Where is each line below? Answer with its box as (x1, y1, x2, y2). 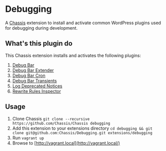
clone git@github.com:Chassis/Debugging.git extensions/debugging (12, 130, 153, 135)
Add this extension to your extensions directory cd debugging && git (12, 125, 153, 131)
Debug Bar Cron (12, 73, 46, 78)
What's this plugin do (5, 39, 73, 48)
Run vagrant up (12, 135, 44, 141)
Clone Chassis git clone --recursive (12, 115, 90, 121)
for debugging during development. (5, 25, 78, 31)
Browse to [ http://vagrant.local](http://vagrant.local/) (12, 140, 120, 146)
